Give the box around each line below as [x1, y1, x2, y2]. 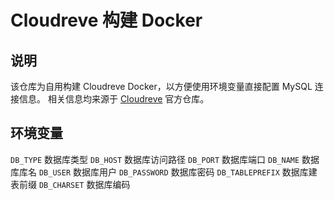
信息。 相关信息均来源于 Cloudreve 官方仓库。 [18, 93, 210, 105]
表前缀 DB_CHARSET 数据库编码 [10, 178, 131, 190]
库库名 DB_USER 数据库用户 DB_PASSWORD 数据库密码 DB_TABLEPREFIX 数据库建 [10, 166, 318, 178]
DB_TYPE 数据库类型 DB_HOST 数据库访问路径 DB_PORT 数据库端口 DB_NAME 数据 [10, 153, 320, 165]
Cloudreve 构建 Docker [10, 9, 203, 32]
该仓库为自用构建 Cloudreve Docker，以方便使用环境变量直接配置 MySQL [10, 81, 313, 92]
